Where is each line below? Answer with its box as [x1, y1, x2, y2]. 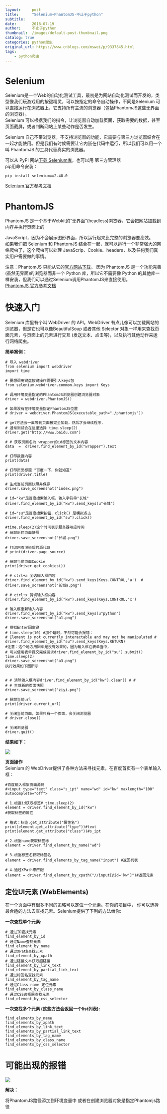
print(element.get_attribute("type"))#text [5, 824, 97, 829]
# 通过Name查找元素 [5, 939, 41, 944]
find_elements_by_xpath [5, 1020, 55, 1025]
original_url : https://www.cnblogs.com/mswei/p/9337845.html [5, 44, 135, 49]
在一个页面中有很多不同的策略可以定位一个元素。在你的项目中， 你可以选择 [5, 902, 159, 908]
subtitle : [5, 16, 26, 21]
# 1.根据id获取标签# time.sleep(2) [5, 801, 75, 806]
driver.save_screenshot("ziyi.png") [5, 688, 81, 693]
